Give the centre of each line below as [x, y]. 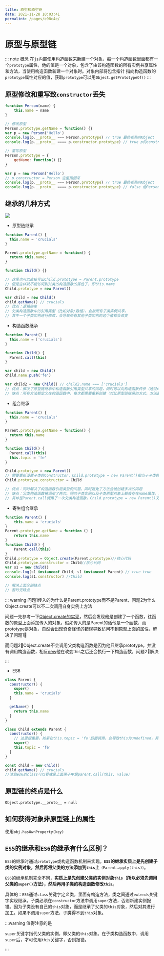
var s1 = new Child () [27, 567]
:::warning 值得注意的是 [29, 923]
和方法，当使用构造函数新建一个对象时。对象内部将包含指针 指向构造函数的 [81, 71]
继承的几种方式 [28, 204]
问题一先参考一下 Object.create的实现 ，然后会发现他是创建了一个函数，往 [79, 616]
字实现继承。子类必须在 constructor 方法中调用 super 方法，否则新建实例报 [78, 900]
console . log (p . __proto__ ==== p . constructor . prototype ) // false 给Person [82, 187]
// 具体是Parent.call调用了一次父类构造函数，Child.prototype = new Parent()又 [82, 498]
